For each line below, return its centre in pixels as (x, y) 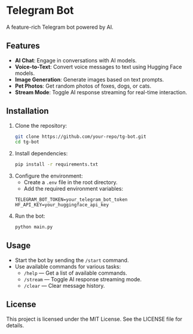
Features (23, 46)
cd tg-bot (27, 142)
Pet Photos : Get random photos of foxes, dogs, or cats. (83, 86)
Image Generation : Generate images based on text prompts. (89, 79)
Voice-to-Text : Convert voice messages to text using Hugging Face (98, 67)
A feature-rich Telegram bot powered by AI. (60, 27)
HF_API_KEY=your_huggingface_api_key (62, 205)
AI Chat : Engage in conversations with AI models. (76, 60)
